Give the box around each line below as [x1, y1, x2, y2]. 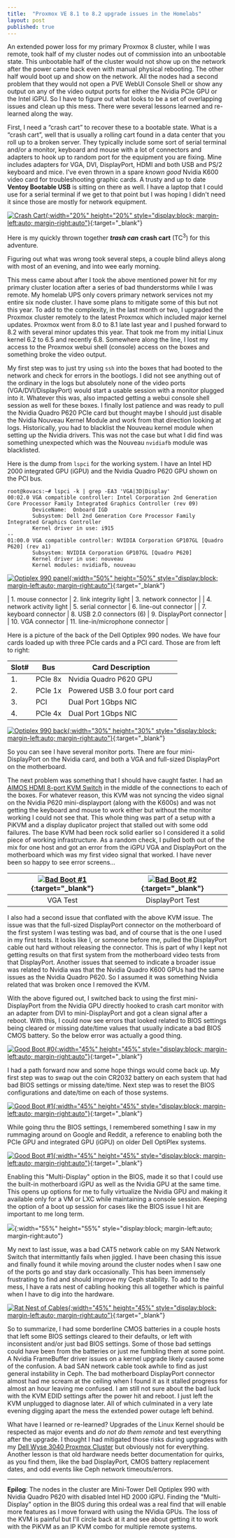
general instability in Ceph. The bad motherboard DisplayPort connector [7, 1370, 215, 1378]
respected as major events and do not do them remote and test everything [7, 1428, 222, 1436]
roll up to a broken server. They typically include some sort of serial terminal [7, 138, 227, 147]
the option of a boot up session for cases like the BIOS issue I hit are [7, 1203, 204, 1211]
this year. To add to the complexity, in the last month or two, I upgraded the [7, 306, 224, 314]
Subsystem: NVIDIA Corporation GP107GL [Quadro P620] [32, 549, 192, 556]
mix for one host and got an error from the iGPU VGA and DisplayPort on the [7, 843, 227, 852]
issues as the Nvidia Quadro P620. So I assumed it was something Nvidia [7, 973, 218, 982]
